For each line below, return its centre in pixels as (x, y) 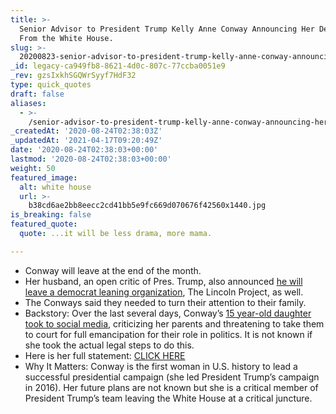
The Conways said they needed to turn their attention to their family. (165, 302)
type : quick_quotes (51, 85)
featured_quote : (44, 224)
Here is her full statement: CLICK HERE (105, 355)
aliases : (28, 103)
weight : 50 (33, 168)
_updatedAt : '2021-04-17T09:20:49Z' (86, 141)
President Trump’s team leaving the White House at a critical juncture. (168, 398)
